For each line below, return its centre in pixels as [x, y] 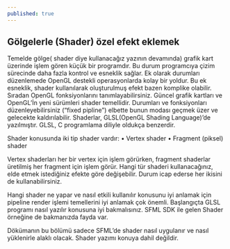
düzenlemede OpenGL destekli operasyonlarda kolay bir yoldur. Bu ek [107, 81]
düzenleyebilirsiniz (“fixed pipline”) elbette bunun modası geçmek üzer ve [113, 110]
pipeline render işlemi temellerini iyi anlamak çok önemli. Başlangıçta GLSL [114, 202]
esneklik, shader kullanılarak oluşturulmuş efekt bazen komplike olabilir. [109, 88]
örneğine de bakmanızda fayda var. [58, 217]
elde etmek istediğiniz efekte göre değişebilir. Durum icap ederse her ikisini [115, 174]
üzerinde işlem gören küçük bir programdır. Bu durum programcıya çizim [111, 66]
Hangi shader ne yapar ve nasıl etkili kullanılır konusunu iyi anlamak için [109, 195]
